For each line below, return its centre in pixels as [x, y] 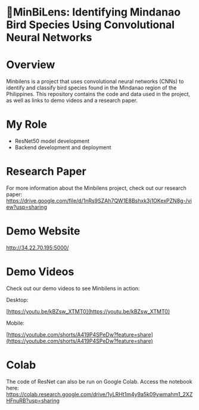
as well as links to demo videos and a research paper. [72, 100]
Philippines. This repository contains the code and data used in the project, [98, 94]
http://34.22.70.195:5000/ [38, 248]
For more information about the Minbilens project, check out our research [96, 188]
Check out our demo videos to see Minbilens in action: [73, 288]
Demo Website [43, 231]
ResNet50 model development [52, 141]
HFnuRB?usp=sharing [33, 400]
